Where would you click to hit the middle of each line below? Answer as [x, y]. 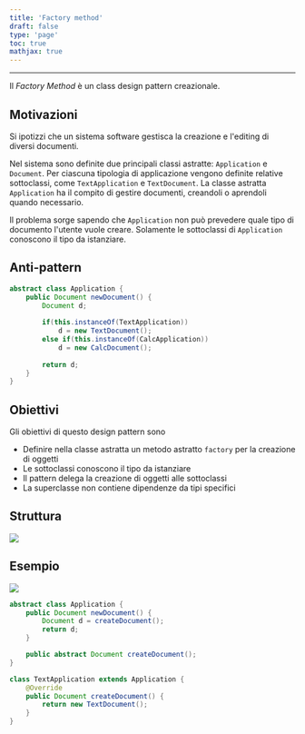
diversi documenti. [44, 145]
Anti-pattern [45, 268]
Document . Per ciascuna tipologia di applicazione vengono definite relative [146, 173]
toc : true [28, 43]
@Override [44, 688]
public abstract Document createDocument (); [111, 655]
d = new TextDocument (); [105, 331]
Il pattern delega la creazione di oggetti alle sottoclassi [124, 479]
